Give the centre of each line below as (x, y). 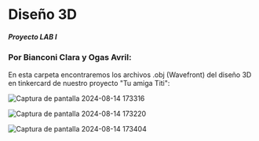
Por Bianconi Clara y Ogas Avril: (70, 58)
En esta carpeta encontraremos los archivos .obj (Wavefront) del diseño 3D (130, 74)
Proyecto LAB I (33, 36)
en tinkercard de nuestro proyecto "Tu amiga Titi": (89, 83)
